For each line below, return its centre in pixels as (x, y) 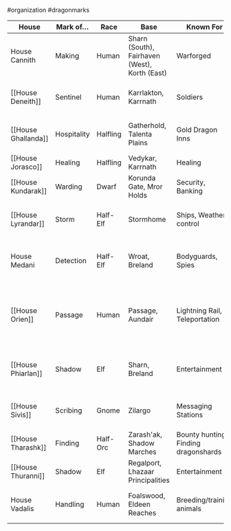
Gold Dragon (197, 130)
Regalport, (145, 463)
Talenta (140, 134)
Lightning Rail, (199, 311)
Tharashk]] (29, 447)
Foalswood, (147, 496)
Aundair (141, 319)
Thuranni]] (28, 476)
